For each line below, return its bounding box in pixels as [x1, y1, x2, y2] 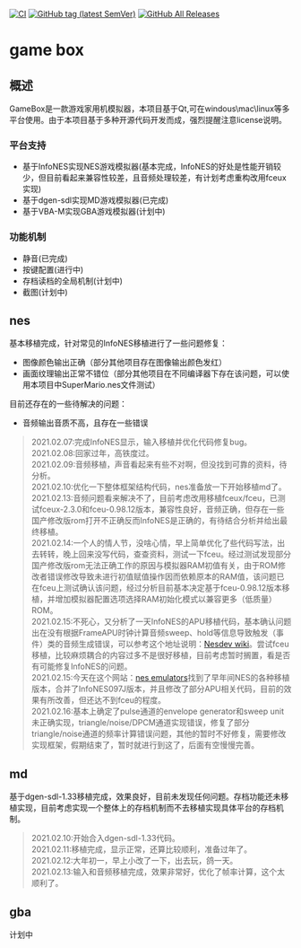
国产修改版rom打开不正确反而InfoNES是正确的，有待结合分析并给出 [30, 515, 280, 526]
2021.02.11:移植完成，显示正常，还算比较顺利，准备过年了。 [30, 844, 253, 855]
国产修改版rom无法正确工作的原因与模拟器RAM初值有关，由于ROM [30, 560, 279, 571]
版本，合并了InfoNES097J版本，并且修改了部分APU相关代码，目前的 [30, 683, 284, 695]
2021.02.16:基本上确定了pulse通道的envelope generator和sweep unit [30, 706, 285, 717]
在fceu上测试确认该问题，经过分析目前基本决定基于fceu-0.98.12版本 [30, 583, 282, 593]
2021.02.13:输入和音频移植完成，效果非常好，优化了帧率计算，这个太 [30, 866, 285, 877]
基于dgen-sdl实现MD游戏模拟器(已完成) [21, 195, 169, 206]
